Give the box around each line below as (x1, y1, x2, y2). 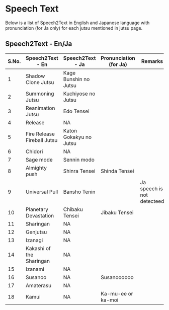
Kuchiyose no (63, 90, 96, 97)
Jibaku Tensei (100, 209, 134, 216)
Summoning (26, 90, 54, 97)
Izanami (26, 265, 44, 272)
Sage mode (26, 156, 53, 163)
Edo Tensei (63, 108, 90, 115)
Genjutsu (26, 228, 47, 236)
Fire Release (26, 130, 55, 137)
